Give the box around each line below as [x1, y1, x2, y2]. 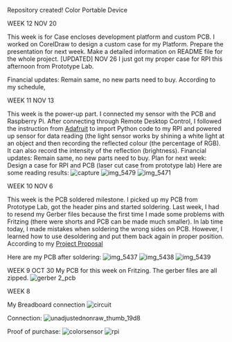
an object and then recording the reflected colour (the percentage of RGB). [7, 139, 221, 147]
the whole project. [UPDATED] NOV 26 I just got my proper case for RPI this [7, 55, 223, 63]
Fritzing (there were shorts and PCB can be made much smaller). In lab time [7, 217, 224, 226]
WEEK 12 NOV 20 [7, 19, 57, 27]
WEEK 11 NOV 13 [7, 96, 55, 105]
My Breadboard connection [7, 300, 85, 309]
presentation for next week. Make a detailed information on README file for [7, 48, 223, 55]
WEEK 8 [7, 287, 30, 295]
